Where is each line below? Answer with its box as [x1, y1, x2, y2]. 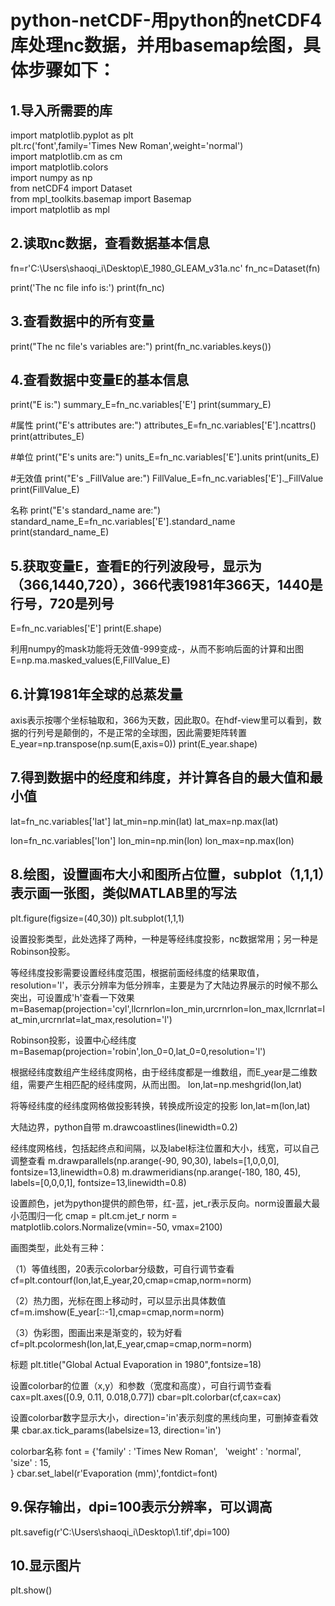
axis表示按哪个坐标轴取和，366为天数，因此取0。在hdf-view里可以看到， [10, 714, 313, 726]
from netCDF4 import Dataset [10, 182, 133, 194]
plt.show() [10, 1584, 53, 1596]
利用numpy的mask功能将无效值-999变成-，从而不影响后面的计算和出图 [10, 643, 305, 655]
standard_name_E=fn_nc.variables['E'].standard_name [10, 516, 236, 528]
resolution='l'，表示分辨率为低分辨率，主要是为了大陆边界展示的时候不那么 [10, 979, 319, 991]
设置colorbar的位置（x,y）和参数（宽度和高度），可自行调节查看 [10, 1379, 273, 1391]
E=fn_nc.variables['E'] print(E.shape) [10, 622, 163, 635]
